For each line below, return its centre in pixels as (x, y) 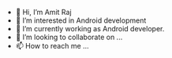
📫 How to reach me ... (52, 46)
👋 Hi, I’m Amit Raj (44, 12)
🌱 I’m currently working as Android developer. (90, 29)
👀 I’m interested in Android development (81, 20)
